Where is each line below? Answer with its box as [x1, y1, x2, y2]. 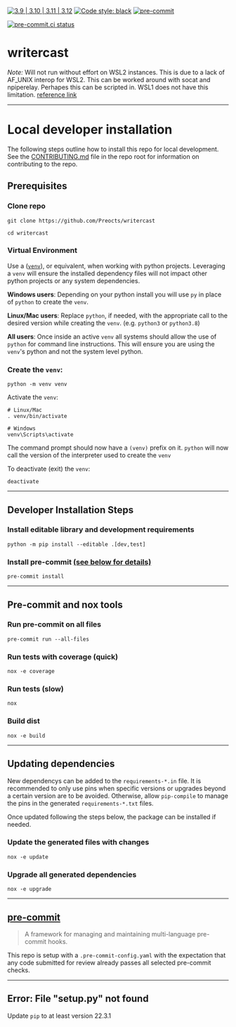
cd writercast [7, 229, 49, 237]
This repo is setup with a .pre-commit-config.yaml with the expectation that [7, 950, 226, 959]
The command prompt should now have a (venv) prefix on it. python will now [7, 443, 229, 452]
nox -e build [7, 732, 46, 739]
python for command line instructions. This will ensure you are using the [7, 339, 216, 348]
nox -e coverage [7, 668, 55, 675]
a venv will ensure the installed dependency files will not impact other [7, 269, 208, 277]
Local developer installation [7, 122, 173, 138]
